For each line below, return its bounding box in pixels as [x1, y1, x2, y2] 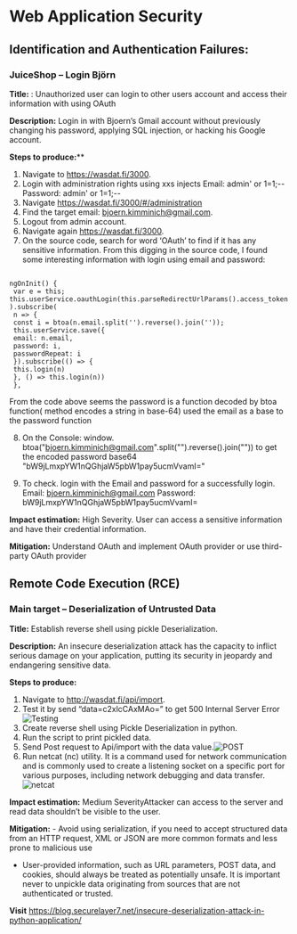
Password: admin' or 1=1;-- [21, 187, 122, 198]
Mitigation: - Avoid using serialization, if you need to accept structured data [9, 823, 288, 834]
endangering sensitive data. [9, 660, 111, 670]
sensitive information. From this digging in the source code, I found [21, 244, 269, 255]
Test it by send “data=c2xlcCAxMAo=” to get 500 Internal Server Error [21, 703, 280, 714]
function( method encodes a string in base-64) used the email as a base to [9, 406, 284, 416]
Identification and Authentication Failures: [9, 42, 249, 57]
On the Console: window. [21, 432, 115, 443]
